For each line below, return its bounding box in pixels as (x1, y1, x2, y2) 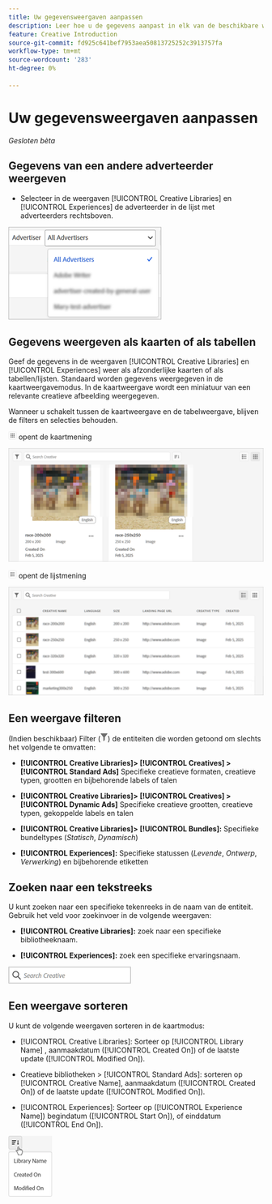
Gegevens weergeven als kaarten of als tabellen (8, 335, 257, 348)
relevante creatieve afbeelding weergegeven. (8, 391, 159, 401)
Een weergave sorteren (8, 999, 128, 1013)
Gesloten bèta (8, 135, 56, 145)
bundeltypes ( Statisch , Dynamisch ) (19, 833, 139, 843)
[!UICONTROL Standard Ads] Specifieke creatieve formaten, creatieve (19, 766, 257, 777)
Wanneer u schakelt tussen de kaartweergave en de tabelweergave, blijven (8, 407, 259, 416)
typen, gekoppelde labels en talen (19, 809, 134, 818)
